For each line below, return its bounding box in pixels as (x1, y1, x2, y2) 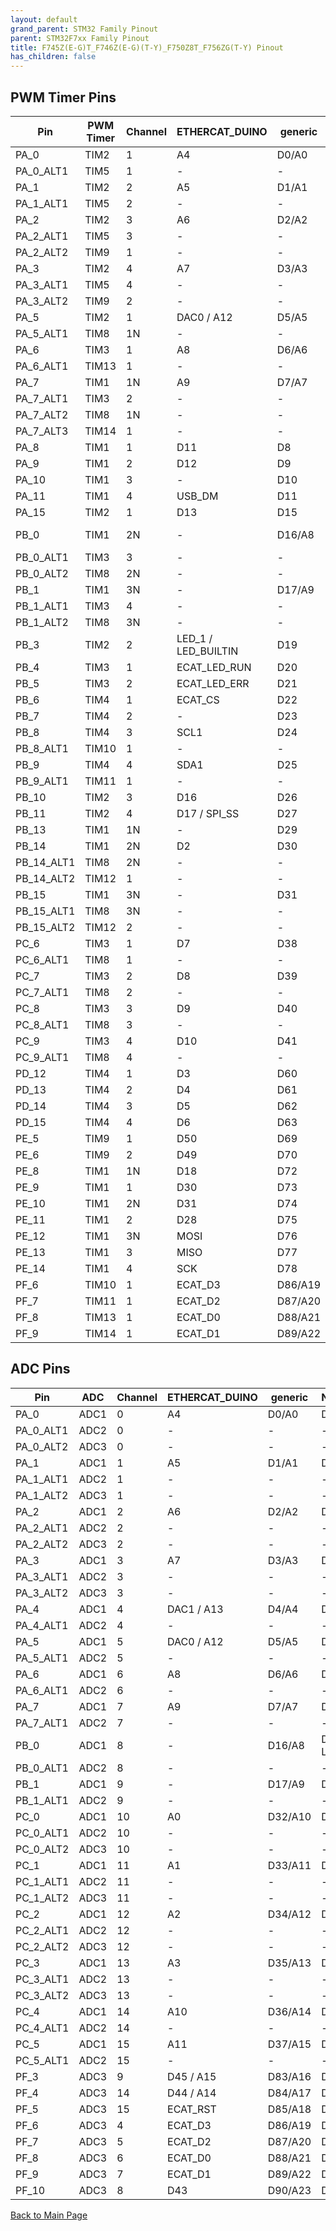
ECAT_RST (167, 2102, 217, 2116)
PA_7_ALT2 (15, 407, 69, 421)
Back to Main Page (10, 2209, 88, 2221)
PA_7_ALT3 (15, 424, 69, 438)
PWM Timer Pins (10, 89, 117, 106)
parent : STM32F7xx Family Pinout (10, 33, 150, 43)
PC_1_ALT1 (15, 1874, 70, 1888)
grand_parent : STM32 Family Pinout (10, 24, 159, 34)
